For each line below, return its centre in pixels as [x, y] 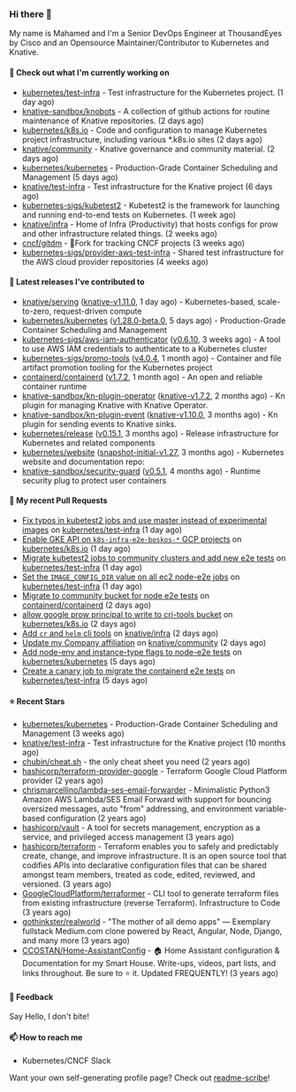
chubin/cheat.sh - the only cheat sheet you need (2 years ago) [136, 762]
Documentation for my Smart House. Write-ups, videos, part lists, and [149, 964]
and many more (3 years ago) [76, 941]
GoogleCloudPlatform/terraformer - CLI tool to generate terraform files [150, 894]
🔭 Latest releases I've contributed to [77, 282]
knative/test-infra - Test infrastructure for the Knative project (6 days [147, 186]
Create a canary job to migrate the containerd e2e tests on [129, 670]
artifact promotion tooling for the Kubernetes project [117, 368]
